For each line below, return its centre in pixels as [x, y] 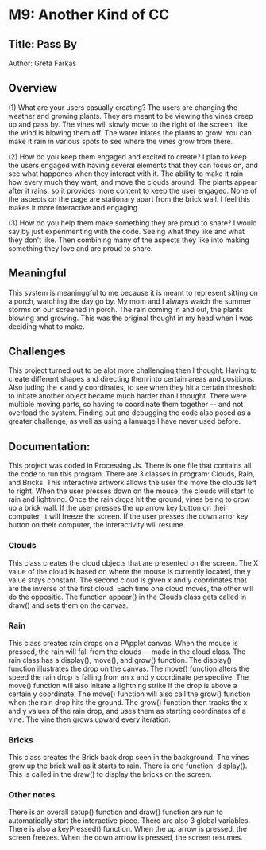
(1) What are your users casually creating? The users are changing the [123, 107]
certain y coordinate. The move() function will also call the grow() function [130, 694]
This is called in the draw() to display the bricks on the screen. [110, 774]
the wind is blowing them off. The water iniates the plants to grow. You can [130, 132]
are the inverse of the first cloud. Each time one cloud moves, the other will [131, 588]
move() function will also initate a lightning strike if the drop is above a [123, 685]
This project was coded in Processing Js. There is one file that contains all [130, 466]
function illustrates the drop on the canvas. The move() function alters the [129, 668]
